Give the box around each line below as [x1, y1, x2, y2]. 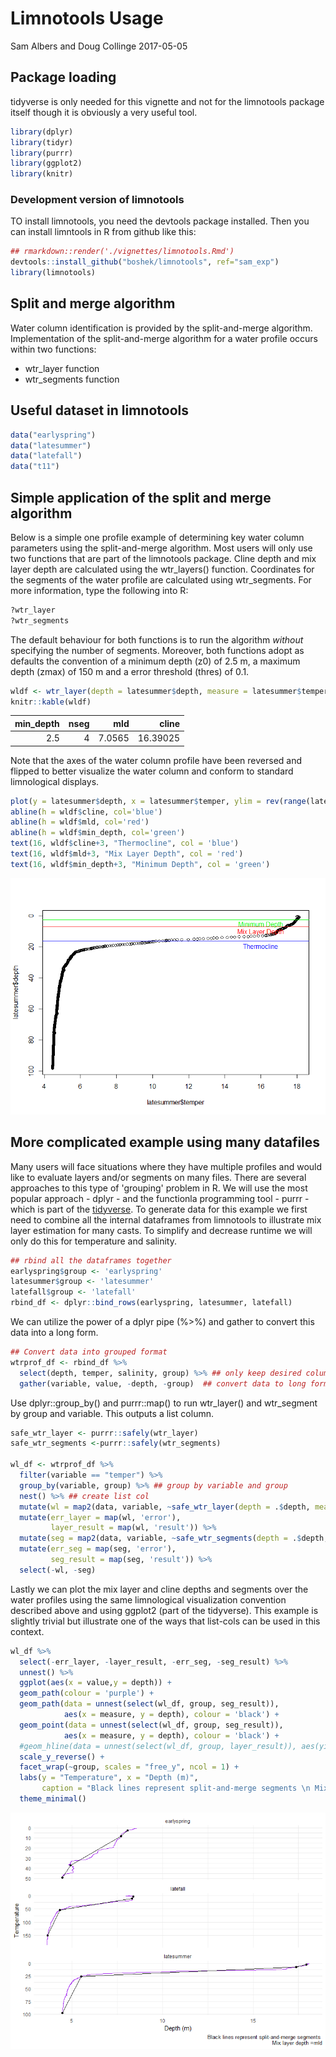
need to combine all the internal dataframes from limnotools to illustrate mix [10, 1213, 322, 1226]
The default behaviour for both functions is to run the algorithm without [10, 633, 304, 646]
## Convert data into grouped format [10, 1347, 168, 1357]
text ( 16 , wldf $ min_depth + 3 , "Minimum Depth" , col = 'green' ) [10, 859, 271, 869]
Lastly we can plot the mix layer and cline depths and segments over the [10, 1583, 309, 1595]
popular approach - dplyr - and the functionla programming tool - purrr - [10, 1192, 310, 1204]
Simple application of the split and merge [10, 489, 272, 506]
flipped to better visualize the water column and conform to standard [10, 765, 294, 777]
